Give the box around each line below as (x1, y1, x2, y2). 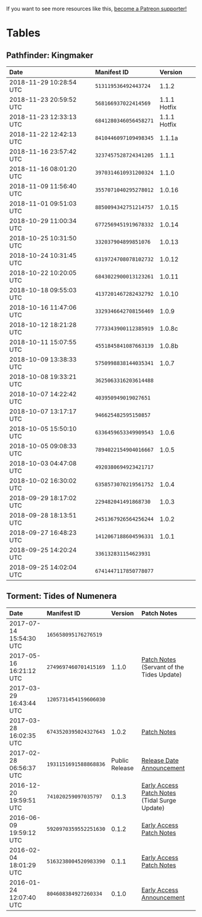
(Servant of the (141, 663, 185, 671)
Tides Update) (141, 670, 182, 678)
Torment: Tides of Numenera (6, 591, 117, 601)
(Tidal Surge (141, 796, 176, 804)
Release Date (141, 756, 179, 765)
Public (111, 756, 129, 765)
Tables (6, 27, 41, 40)
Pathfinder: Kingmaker (6, 50, 94, 60)
